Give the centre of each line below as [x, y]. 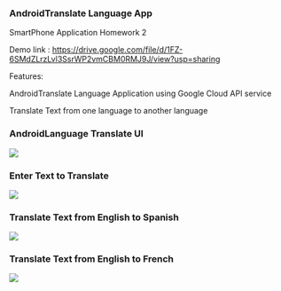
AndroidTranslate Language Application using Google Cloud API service [140, 94]
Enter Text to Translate [59, 176]
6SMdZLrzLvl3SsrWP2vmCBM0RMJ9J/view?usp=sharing [115, 59]
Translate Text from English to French [92, 259]
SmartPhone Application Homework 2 [78, 33]
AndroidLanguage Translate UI [76, 134]
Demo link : [30, 50]
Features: [27, 76]
